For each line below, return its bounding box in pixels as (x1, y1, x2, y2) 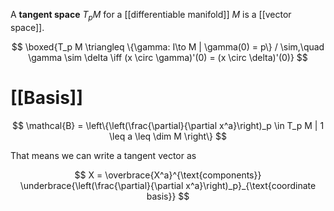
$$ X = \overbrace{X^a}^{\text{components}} (74, 169, 262, 181)
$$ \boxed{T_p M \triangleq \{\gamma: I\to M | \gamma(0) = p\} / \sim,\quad (11, 40, 325, 53)
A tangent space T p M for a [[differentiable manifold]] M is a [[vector (10, 9, 292, 23)
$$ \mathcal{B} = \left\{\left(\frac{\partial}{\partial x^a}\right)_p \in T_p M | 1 (11, 119, 325, 131)
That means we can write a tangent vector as (10, 149, 197, 161)
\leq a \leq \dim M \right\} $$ (109, 130, 227, 142)
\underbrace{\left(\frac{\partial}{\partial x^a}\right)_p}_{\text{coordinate (19, 179, 317, 191)
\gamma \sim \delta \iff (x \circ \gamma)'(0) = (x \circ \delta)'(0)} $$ (28, 51, 308, 63)
